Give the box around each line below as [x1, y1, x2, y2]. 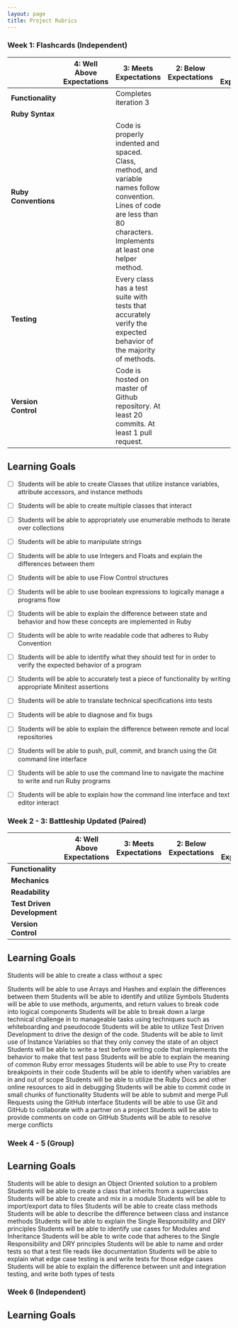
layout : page [7, 10, 46, 18]
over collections [17, 523, 65, 532]
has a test [115, 283, 148, 293]
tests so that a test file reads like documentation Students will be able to [7, 1247, 217, 1256]
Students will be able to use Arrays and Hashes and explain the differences [7, 984, 227, 993]
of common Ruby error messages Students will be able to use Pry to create [7, 1060, 227, 1069]
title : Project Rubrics [7, 17, 78, 24]
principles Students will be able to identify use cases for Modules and [7, 1224, 210, 1233]
